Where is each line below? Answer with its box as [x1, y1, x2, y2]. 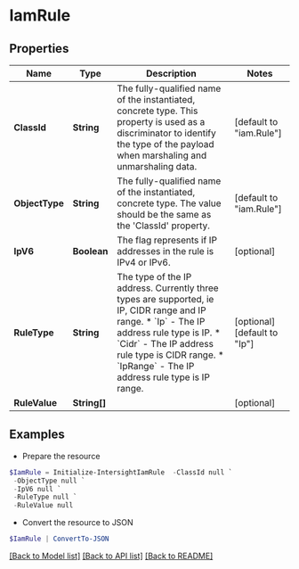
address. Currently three [117, 282, 220, 294]
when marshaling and [117, 149, 207, 161]
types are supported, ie [117, 293, 214, 305]
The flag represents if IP [117, 234, 218, 246]
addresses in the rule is [117, 245, 214, 257]
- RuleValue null [12, 501, 74, 510]
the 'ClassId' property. [117, 219, 211, 232]
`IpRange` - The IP [117, 360, 195, 372]
